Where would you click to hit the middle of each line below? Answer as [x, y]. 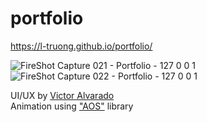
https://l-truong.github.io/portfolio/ [81, 46]
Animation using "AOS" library [72, 106]
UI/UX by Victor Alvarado [62, 95]
